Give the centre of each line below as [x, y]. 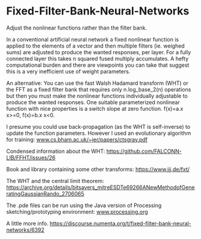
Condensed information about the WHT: [56, 151]
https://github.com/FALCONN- [144, 151]
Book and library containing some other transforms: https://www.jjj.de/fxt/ [98, 169]
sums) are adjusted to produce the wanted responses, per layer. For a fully [99, 52]
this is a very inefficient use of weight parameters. [68, 71]
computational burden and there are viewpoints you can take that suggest [98, 65]
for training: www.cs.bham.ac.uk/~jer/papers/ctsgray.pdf [77, 139]
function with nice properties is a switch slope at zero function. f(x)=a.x [95, 108]
